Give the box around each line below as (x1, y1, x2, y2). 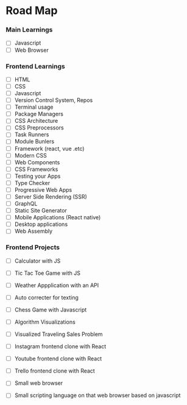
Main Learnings (5, 26, 53, 34)
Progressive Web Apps (14, 186, 72, 193)
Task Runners (14, 131, 49, 138)
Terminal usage (14, 103, 54, 111)
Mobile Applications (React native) (14, 214, 101, 221)
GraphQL (14, 200, 38, 208)
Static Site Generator (14, 207, 68, 214)
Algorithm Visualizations (14, 318, 76, 326)
